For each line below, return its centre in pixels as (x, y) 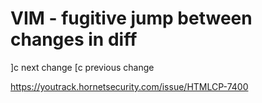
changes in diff (74, 39)
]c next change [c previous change (82, 67)
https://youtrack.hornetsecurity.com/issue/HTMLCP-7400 (129, 86)
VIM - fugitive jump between (131, 18)
